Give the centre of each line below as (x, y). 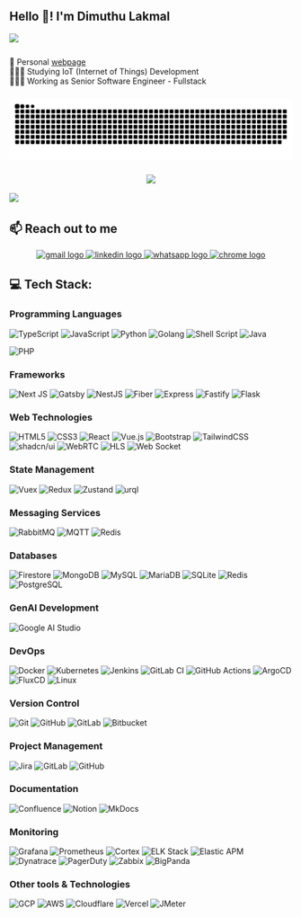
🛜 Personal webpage (48, 62)
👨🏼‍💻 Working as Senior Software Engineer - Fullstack (108, 81)
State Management (52, 470)
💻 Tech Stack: (51, 284)
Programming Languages (66, 314)
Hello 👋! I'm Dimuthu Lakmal (90, 17)
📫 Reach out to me (64, 229)
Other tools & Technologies (70, 885)
